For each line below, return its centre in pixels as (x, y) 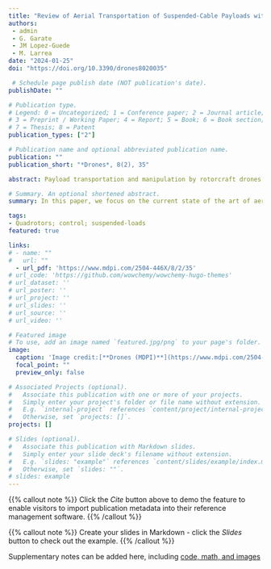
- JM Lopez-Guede (41, 46)
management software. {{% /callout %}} (75, 517)
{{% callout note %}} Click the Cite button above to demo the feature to (127, 500)
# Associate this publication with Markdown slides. (102, 446)
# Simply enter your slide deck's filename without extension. (120, 454)
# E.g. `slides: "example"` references (79, 462)
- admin (25, 31)
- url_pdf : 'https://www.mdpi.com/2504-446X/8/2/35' (106, 268)
